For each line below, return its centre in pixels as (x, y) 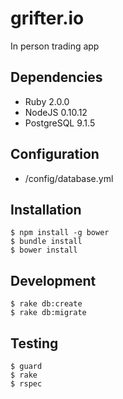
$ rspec (26, 384)
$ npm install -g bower (60, 233)
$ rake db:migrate (48, 313)
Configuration (55, 154)
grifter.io (47, 18)
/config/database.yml (69, 178)
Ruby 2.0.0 (47, 101)
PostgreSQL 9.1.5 (60, 123)
